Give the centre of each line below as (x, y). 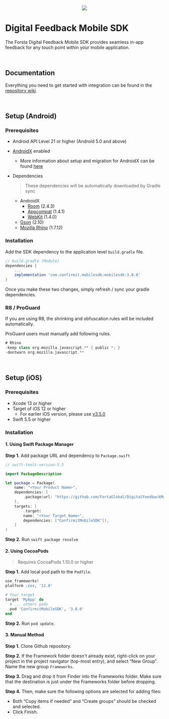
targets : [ (26, 506)
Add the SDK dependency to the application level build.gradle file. (75, 251)
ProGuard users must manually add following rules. (58, 334)
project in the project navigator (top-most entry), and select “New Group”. (81, 661)
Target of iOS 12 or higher (39, 409)
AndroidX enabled (31, 151)
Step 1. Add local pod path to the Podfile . (48, 572)
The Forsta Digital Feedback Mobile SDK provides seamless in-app (74, 42)
